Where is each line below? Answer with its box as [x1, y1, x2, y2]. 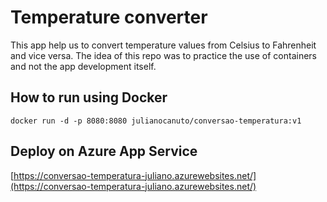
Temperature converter [10, 6, 208, 29]
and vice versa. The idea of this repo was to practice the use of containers [10, 49, 318, 61]
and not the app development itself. [10, 60, 157, 72]
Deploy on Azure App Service [10, 143, 198, 160]
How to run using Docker [10, 89, 168, 106]
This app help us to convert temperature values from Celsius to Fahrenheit [10, 39, 317, 51]
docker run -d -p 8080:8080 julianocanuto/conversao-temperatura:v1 [10, 116, 302, 126]
